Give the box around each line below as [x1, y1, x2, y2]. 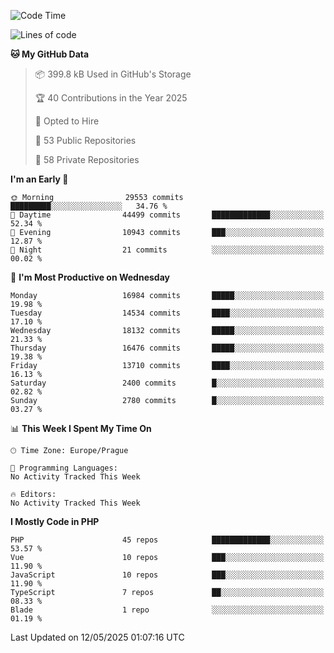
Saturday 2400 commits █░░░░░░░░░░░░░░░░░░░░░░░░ [10, 378, 325, 388]
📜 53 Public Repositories [34, 135, 137, 146]
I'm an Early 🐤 [10, 173, 69, 185]
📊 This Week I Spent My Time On [10, 423, 152, 434]
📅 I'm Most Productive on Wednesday [10, 271, 170, 283]
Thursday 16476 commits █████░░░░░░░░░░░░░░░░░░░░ [10, 343, 325, 353]
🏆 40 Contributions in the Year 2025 [34, 92, 188, 104]
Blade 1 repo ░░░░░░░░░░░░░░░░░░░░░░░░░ [10, 605, 325, 615]
